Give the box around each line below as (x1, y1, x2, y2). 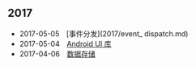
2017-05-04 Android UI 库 (19, 39, 112, 48)
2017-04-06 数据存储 (19, 48, 96, 59)
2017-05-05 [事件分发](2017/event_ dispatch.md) (19, 28, 189, 39)
